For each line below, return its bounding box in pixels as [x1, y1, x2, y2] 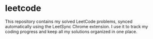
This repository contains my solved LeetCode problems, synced [5, 19, 133, 24]
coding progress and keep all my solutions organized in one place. [5, 29, 138, 34]
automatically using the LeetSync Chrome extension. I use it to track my [5, 23, 149, 29]
